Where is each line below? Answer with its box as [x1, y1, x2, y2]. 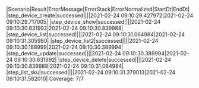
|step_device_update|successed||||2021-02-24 [6, 50, 122, 56]
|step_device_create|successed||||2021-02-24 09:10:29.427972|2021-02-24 [6, 12, 194, 19]
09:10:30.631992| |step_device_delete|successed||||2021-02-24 [14, 56, 171, 63]
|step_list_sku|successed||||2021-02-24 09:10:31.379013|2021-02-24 [6, 69, 176, 76]
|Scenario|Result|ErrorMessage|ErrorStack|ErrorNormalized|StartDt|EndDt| [6, 6, 190, 12]
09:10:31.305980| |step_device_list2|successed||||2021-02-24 [6, 37, 159, 44]
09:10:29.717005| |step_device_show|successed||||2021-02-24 [6, 18, 161, 25]
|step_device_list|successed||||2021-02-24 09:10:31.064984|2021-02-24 [6, 31, 185, 38]
